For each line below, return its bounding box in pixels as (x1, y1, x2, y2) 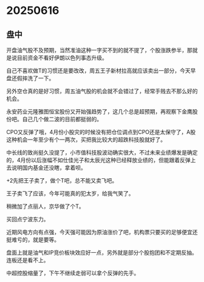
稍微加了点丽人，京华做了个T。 (6, 203, 85, 210)
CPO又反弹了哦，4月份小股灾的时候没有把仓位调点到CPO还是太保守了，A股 (6, 129, 196, 135)
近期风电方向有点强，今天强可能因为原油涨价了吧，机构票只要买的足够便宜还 (6, 229, 198, 235)
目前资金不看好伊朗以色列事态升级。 (16, 54, 107, 61)
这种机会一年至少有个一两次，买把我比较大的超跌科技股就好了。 (6, 136, 166, 143)
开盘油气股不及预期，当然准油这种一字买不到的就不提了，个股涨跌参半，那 (6, 47, 192, 53)
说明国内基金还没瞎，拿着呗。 (11, 164, 86, 171)
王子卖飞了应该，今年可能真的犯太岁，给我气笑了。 (6, 190, 134, 197)
